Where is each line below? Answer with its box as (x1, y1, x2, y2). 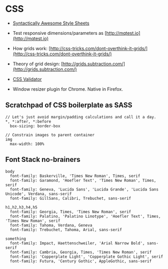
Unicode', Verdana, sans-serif (5, 191, 72, 196)
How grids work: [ (12, 45, 51, 51)
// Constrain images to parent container (5, 132, 95, 137)
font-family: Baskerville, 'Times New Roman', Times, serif (10, 173, 140, 178)
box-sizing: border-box (10, 123, 60, 129)
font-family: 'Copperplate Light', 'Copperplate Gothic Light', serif (10, 254, 163, 259)
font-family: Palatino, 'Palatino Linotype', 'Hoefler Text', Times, (10, 214, 161, 219)
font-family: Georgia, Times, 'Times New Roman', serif (10, 209, 131, 214)
